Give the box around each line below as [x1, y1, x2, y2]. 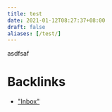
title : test [7, 10, 42, 18]
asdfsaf [7, 49, 30, 58]
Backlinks [7, 74, 66, 90]
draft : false [7, 23, 46, 30]
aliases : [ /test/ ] [7, 30, 61, 37]
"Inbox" [17, 97, 40, 106]
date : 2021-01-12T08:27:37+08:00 [7, 17, 106, 24]
